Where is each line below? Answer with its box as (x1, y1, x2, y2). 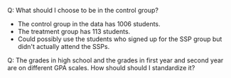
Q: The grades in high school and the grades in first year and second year (7, 56, 224, 65)
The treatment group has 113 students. (17, 28, 131, 35)
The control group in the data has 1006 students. (17, 20, 161, 28)
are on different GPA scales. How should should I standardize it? (7, 64, 195, 72)
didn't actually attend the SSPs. (17, 43, 110, 50)
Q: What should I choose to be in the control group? (7, 6, 159, 14)
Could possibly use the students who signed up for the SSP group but (17, 35, 222, 43)
